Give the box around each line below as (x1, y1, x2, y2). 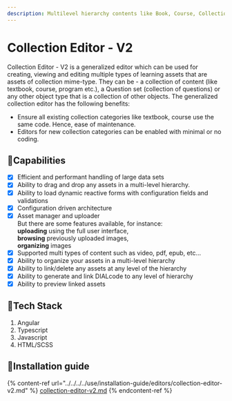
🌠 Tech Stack (7, 300, 63, 312)
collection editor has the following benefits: (7, 99, 130, 108)
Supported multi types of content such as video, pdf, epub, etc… (17, 248, 202, 257)
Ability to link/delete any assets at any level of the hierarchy (17, 264, 187, 273)
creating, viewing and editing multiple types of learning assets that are (7, 70, 208, 78)
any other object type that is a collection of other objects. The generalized (7, 92, 218, 100)
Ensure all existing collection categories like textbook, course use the (17, 113, 214, 121)
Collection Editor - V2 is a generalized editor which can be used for (7, 63, 199, 71)
